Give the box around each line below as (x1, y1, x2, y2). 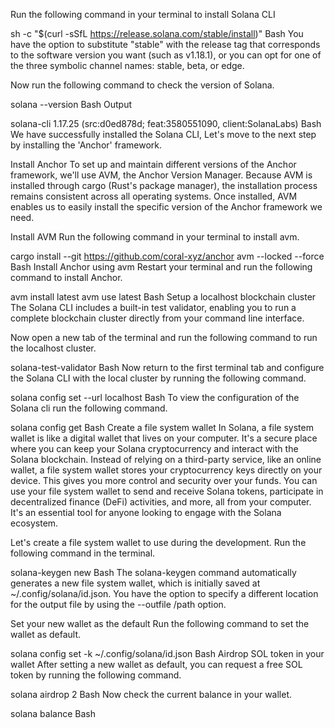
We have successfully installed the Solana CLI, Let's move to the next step (10, 129, 317, 140)
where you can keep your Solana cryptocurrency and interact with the (10, 443, 299, 454)
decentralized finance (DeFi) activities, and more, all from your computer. (10, 496, 312, 508)
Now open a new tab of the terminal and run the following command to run (10, 332, 318, 343)
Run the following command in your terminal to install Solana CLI (10, 9, 276, 20)
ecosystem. (10, 517, 59, 529)
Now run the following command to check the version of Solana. (10, 79, 275, 91)
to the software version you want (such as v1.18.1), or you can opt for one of (10, 49, 322, 61)
